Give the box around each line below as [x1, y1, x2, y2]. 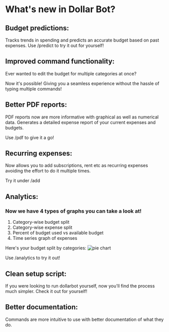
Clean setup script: [5, 269, 67, 278]
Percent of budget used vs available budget [12, 230, 104, 236]
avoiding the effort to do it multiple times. [5, 168, 91, 174]
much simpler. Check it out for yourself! [5, 288, 87, 294]
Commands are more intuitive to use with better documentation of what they [5, 316, 164, 322]
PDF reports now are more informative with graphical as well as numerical [5, 114, 159, 120]
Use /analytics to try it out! [5, 255, 61, 261]
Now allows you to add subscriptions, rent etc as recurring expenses [5, 162, 148, 169]
